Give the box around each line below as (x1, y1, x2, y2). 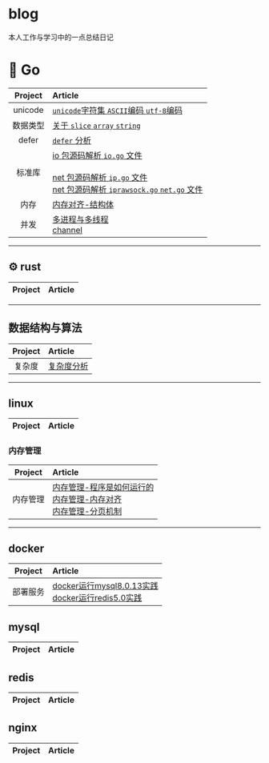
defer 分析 (52, 135, 92, 146)
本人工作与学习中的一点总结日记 (8, 32, 114, 42)
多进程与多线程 (52, 214, 110, 225)
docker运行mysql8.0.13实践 (52, 580, 159, 592)
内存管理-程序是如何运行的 (52, 481, 155, 492)
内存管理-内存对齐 (52, 493, 122, 504)
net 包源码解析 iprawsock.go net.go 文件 (52, 183, 203, 195)
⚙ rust (8, 260, 42, 274)
